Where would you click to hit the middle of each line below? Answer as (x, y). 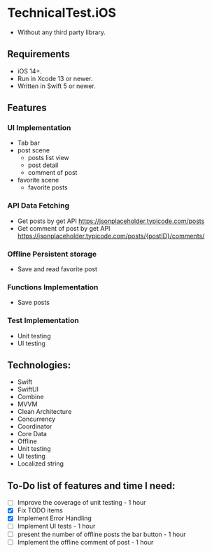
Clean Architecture (44, 412)
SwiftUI (28, 389)
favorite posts (48, 187)
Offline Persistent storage (52, 254)
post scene (34, 150)
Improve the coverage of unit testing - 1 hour (82, 503)
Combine (30, 397)
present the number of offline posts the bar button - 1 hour (102, 534)
